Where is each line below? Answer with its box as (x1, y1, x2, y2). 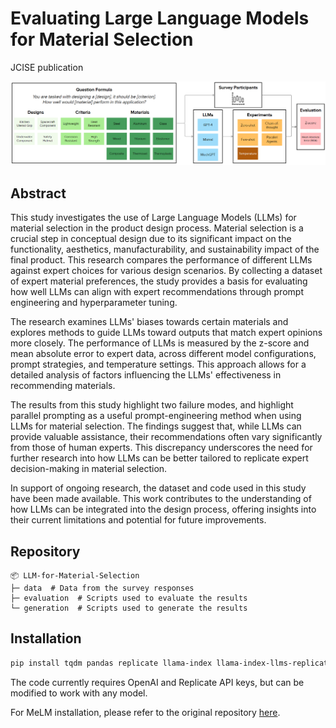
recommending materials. (10, 380, 116, 392)
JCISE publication (10, 61, 84, 73)
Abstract (10, 185, 67, 202)
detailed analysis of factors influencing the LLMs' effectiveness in (10, 369, 282, 381)
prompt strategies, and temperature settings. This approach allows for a (10, 358, 307, 371)
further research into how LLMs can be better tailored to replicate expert (10, 452, 309, 464)
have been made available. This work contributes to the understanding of (10, 493, 312, 505)
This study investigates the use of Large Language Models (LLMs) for (10, 212, 297, 224)
